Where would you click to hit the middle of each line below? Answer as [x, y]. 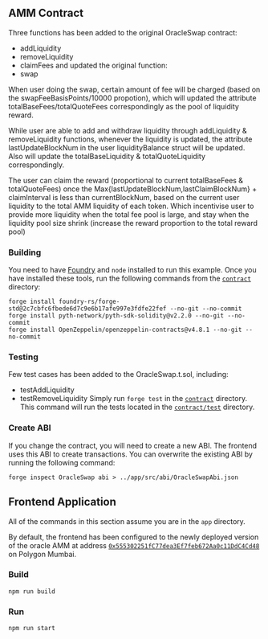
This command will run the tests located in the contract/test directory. [137, 407]
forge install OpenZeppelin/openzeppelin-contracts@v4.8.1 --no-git [125, 330]
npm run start [32, 629]
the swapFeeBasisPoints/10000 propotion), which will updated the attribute [132, 98]
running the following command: [62, 462]
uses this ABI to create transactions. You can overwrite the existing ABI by [130, 454]
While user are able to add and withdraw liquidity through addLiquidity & [128, 130]
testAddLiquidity [47, 390]
